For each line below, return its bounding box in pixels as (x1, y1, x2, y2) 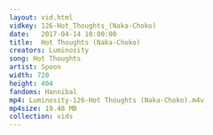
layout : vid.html (9, 12, 74, 22)
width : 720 (9, 71, 50, 80)
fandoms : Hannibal (9, 87, 77, 96)
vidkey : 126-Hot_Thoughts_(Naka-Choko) (9, 21, 157, 30)
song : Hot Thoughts (9, 54, 82, 63)
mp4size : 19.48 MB (9, 104, 77, 113)
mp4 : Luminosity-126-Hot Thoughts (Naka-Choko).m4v (9, 95, 204, 105)
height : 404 (9, 79, 53, 88)
